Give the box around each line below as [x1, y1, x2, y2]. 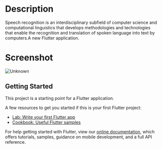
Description [5, 3, 54, 15]
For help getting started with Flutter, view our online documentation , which [5, 129, 155, 134]
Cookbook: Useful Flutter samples [12, 119, 81, 125]
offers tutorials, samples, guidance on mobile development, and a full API [5, 134, 152, 140]
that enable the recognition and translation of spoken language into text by [5, 30, 155, 36]
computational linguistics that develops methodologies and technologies [5, 24, 151, 30]
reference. [5, 139, 26, 145]
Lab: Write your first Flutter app [12, 114, 76, 120]
